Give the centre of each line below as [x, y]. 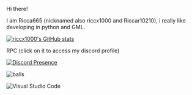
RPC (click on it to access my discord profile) [63, 51]
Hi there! [17, 9]
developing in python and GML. [46, 27]
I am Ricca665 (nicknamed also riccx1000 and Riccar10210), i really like [96, 20]
